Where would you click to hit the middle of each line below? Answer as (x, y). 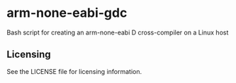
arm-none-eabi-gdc (67, 13)
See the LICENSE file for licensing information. (74, 71)
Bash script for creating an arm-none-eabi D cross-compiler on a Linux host (118, 32)
